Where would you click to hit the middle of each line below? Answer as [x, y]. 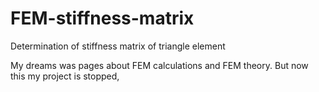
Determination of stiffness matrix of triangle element [118, 46]
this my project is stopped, [65, 76]
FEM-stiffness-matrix [102, 18]
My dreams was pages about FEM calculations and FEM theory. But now [159, 65]
